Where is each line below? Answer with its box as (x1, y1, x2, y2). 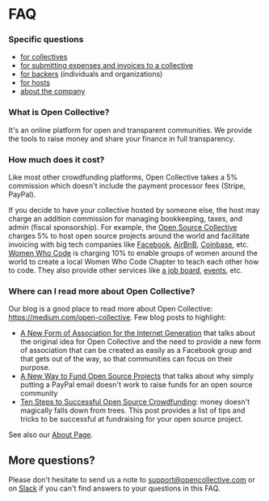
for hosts (19, 78, 51, 87)
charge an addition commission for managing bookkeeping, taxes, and (8, 214, 242, 223)
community (19, 388, 58, 398)
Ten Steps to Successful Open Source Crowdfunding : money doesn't (19, 397, 250, 407)
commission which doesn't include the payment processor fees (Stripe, (8, 181, 246, 191)
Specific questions (8, 34, 84, 45)
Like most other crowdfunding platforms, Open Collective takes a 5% (8, 172, 238, 182)
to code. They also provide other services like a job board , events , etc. (8, 265, 243, 275)
